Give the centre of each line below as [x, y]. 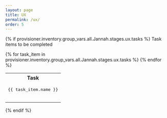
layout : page [19, 10]
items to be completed [29, 45]
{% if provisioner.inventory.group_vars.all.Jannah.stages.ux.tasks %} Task [83, 39]
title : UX [16, 15]
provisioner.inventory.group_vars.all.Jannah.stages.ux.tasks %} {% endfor [83, 60]
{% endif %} [18, 110]
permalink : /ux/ [23, 19]
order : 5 [15, 24]
